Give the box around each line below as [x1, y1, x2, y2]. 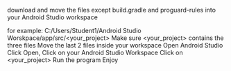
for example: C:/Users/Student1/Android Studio [7, 27, 142, 34]
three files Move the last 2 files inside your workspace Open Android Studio [7, 41, 223, 49]
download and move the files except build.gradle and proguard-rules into [7, 6, 216, 14]
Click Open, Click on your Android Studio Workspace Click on [7, 48, 183, 57]
